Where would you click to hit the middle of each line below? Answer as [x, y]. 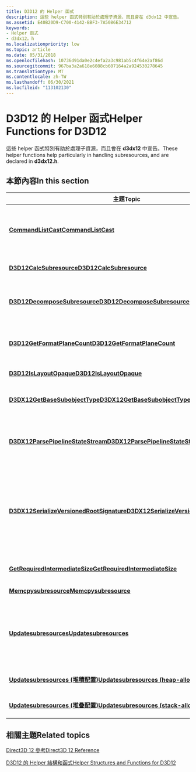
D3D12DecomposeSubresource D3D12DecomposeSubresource [99, 301]
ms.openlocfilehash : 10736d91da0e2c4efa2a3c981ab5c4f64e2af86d [85, 60]
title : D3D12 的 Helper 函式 [40, 11]
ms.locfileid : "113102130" [39, 88]
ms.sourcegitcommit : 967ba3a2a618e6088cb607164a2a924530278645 [85, 66]
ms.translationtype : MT [35, 71]
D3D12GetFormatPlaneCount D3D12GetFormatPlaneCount [92, 343]
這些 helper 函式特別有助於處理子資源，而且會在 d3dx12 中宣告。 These [92, 148]
